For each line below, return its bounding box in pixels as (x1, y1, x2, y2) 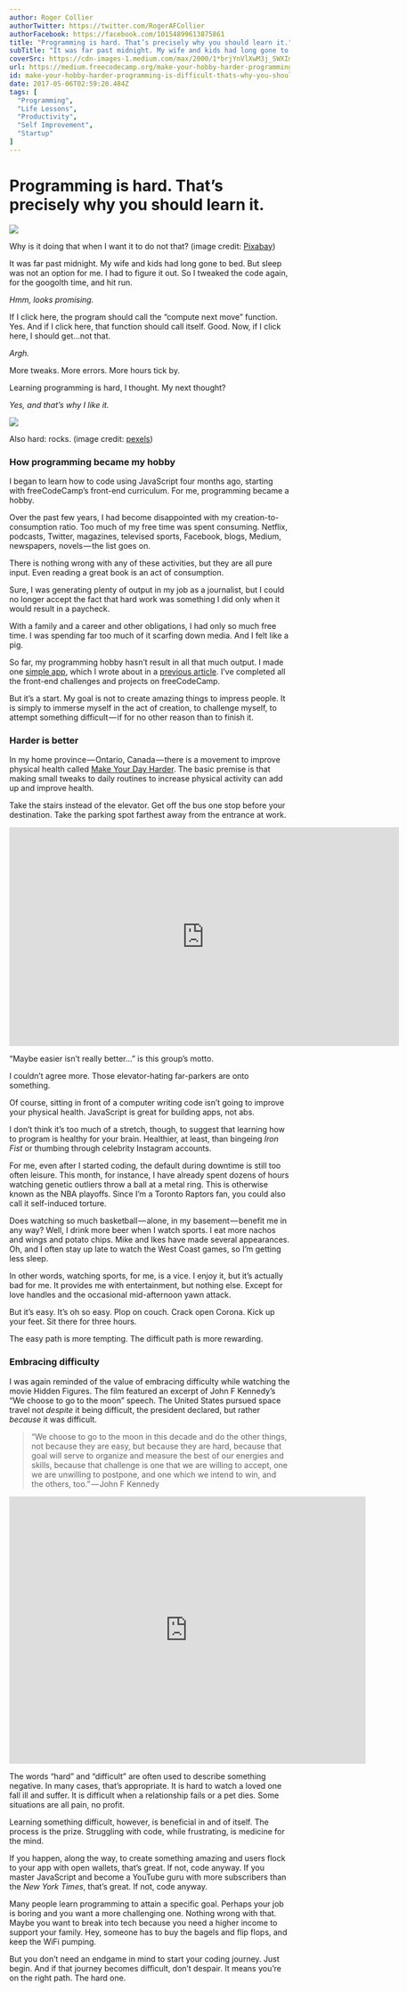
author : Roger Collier (9, 12, 94, 22)
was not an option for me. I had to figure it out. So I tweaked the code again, (9, 267, 289, 278)
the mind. (9, 1835, 45, 1846)
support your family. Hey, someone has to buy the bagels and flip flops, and (9, 1926, 288, 1938)
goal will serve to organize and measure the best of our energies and (30, 1449, 285, 1461)
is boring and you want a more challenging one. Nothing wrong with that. (9, 1907, 277, 1918)
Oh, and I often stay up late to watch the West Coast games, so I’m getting (9, 1244, 282, 1254)
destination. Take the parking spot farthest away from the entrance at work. (9, 810, 287, 820)
